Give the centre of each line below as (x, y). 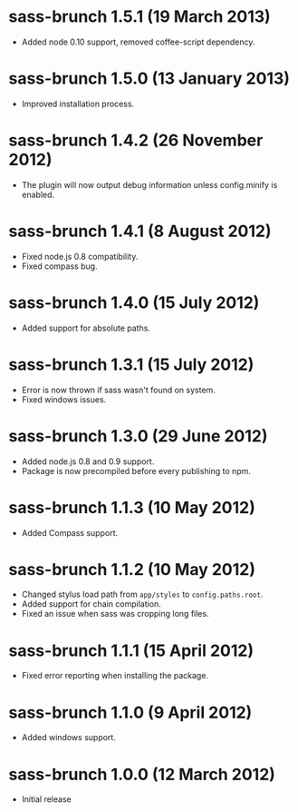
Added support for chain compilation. (91, 604)
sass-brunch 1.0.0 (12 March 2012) (142, 774)
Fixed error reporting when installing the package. (115, 676)
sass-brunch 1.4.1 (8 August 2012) (140, 231)
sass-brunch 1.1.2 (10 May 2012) (132, 569)
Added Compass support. (70, 532)
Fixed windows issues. (64, 399)
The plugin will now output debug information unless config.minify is (149, 184)
